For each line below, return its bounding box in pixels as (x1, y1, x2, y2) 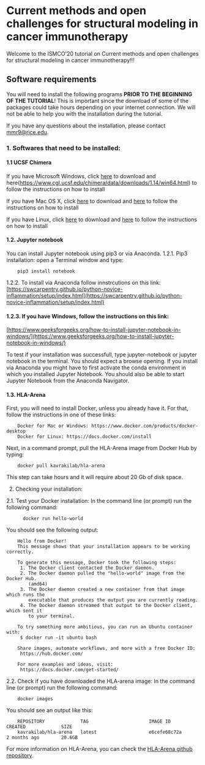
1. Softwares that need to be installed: (6, 143, 121, 152)
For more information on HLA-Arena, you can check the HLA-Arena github (6, 745, 193, 753)
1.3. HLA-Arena (6, 391, 46, 398)
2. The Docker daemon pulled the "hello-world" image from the (20, 570, 185, 576)
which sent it (6, 608, 43, 614)
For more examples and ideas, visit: (17, 661, 114, 668)
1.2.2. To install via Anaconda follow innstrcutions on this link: (6, 279, 161, 287)
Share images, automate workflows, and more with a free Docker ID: (17, 646, 196, 652)
